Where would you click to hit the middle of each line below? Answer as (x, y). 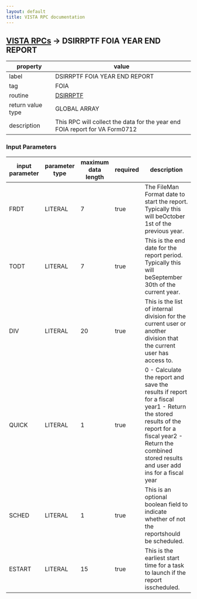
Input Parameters (31, 147)
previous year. (164, 231)
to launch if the (165, 573)
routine (19, 96)
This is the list (164, 302)
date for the (161, 247)
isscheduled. (162, 587)
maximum (95, 162)
